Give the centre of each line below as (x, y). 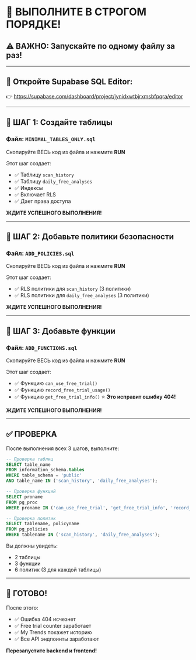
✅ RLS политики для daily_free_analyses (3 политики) (82, 295)
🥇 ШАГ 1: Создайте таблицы (59, 123)
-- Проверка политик (31, 518)
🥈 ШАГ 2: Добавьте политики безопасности (90, 237)
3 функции (27, 564)
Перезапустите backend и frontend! (52, 651)
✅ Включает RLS (35, 194)
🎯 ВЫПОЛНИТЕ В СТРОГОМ (76, 12)
